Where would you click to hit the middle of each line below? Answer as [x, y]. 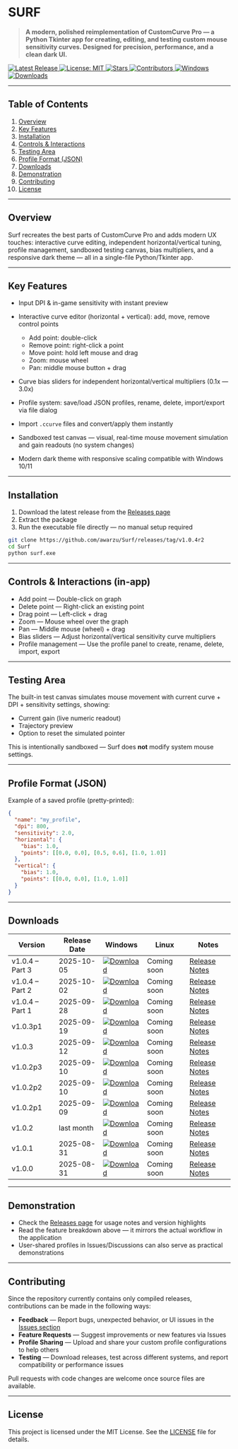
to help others [38, 1350]
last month [76, 1128]
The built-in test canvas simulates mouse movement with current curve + [114, 697]
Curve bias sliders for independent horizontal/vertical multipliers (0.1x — [123, 381]
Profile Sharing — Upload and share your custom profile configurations [122, 1342]
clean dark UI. [46, 54]
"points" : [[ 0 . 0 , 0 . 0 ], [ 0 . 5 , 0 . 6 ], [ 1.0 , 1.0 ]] [94, 853]
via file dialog [38, 410]
